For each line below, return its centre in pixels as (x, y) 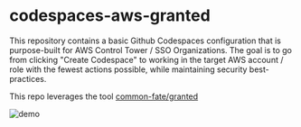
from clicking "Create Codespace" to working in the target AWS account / (146, 59)
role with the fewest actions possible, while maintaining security (128, 69)
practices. (28, 78)
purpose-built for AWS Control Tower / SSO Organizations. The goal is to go (150, 50)
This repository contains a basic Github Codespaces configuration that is (146, 41)
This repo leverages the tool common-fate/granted (104, 96)
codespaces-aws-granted (110, 16)
